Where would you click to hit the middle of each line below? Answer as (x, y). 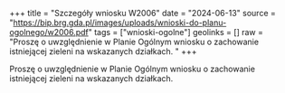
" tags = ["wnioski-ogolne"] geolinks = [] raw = (176, 32)
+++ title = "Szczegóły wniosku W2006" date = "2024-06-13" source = (142, 13)
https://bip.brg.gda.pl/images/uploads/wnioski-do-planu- (120, 23)
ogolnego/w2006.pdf (49, 32)
